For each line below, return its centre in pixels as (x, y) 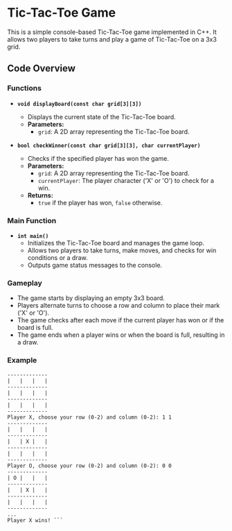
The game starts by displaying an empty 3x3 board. (91, 298)
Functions (24, 88)
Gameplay (25, 283)
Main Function (32, 220)
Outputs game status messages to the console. (95, 265)
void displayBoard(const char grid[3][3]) (79, 104)
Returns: (40, 195)
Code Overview (42, 68)
